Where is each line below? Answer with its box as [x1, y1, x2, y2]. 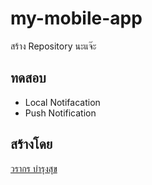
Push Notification [24, 107, 97, 119]
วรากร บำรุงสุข [10, 162, 58, 174]
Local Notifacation [24, 96, 101, 108]
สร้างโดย [10, 136, 53, 153]
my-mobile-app [10, 7, 143, 30]
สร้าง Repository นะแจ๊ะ [10, 40, 97, 52]
